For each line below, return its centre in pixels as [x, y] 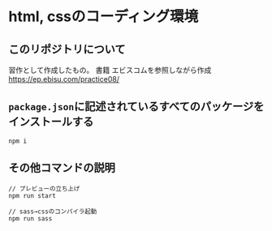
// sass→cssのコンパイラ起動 [53, 212]
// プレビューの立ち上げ [44, 188]
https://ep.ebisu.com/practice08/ [64, 79]
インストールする [51, 122]
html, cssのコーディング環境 [104, 17]
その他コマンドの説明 [62, 168]
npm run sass [30, 218]
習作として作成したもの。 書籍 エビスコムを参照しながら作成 [110, 70]
